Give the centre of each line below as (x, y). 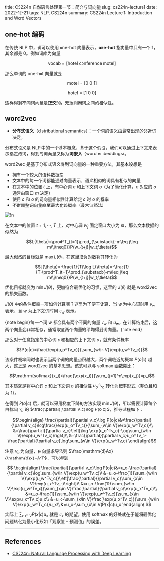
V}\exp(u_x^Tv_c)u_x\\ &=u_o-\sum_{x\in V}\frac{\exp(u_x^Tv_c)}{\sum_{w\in (82, 499)
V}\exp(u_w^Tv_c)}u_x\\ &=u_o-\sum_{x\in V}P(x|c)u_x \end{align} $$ (82, 504)
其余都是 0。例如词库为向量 (33, 53)
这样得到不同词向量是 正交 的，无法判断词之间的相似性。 (61, 102)
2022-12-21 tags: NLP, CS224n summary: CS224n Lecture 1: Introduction (79, 13)
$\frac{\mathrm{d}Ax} (91, 451)
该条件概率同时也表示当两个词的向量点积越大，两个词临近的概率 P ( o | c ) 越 (79, 359)
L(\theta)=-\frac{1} (111, 267)
